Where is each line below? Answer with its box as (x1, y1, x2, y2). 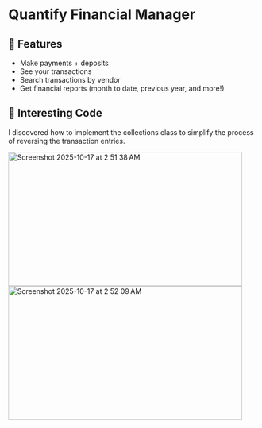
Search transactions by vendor (19, 75, 121, 84)
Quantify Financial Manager (8, 6, 196, 24)
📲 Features (8, 37, 63, 51)
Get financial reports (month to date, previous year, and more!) (19, 83, 225, 93)
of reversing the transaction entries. (8, 136, 125, 145)
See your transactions (19, 67, 92, 76)
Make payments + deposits (19, 58, 109, 67)
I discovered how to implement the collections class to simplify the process (8, 127, 254, 137)
